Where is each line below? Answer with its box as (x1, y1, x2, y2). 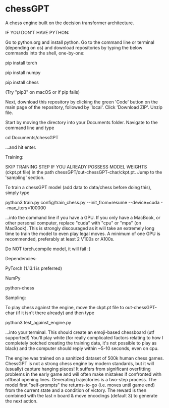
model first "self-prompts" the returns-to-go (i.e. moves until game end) (5, 382, 155, 388)
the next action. (5, 398, 38, 404)
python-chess (5, 284, 34, 290)
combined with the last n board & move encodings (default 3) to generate (5, 392, 158, 398)
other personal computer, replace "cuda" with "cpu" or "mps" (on (5, 220, 141, 226)
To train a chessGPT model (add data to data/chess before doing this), (5, 184, 152, 190)
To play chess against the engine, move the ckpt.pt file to (5, 304, 125, 310)
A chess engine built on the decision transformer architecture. (5, 20, 134, 26)
